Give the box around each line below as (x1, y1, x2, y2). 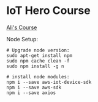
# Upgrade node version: (6, 47, 70, 53)
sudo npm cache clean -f (6, 58, 70, 64)
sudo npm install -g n (6, 63, 64, 69)
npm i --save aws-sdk (6, 84, 62, 90)
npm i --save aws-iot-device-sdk (6, 79, 92, 85)
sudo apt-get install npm (6, 52, 72, 58)
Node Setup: (6, 35, 39, 42)
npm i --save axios (6, 89, 56, 96)
